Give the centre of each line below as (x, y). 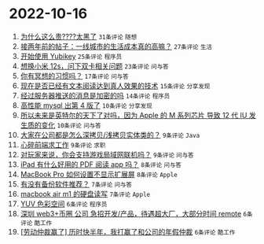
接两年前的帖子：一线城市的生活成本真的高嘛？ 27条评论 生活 (116, 46)
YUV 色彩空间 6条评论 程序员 (64, 203)
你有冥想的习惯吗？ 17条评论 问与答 (74, 76)
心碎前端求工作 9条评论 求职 (63, 144)
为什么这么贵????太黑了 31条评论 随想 (79, 36)
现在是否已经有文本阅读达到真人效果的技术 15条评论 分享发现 (115, 85)
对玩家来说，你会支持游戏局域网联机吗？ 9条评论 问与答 (107, 154)
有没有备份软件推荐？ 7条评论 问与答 (76, 184)
